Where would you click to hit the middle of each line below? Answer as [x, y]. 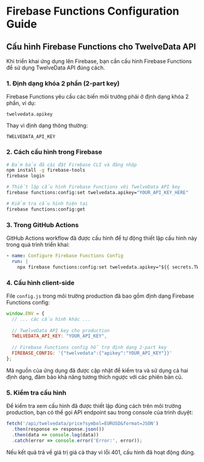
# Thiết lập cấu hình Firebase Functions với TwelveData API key [93, 187]
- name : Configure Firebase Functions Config [65, 256]
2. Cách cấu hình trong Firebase [54, 152]
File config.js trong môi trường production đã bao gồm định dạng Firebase [100, 296]
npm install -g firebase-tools [46, 170]
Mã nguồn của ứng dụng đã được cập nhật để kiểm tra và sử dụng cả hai [97, 370]
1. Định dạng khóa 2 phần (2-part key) [63, 83]
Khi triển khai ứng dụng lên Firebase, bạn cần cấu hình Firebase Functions [99, 61]
